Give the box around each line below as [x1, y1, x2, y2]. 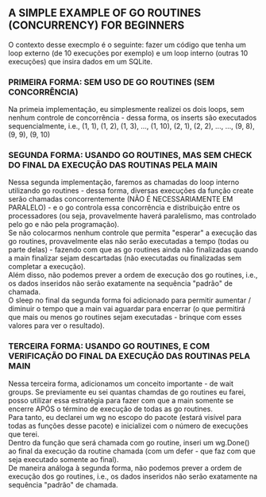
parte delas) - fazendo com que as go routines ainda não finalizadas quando [8, 245, 259, 255]
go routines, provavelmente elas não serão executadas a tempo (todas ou [8, 237, 249, 246]
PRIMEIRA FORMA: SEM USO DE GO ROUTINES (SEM [8, 76, 215, 87]
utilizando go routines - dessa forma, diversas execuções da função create [8, 186, 254, 195]
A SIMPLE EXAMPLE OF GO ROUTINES [8, 6, 201, 20]
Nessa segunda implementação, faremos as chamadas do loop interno [8, 178, 240, 187]
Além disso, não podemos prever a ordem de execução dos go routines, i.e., [8, 270, 258, 280]
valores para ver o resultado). [8, 321, 105, 330]
